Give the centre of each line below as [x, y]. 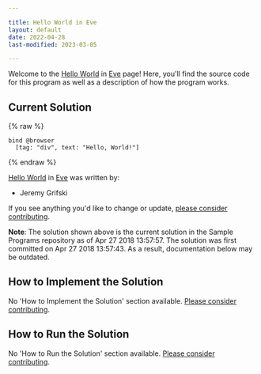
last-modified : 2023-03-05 [53, 44]
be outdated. [29, 257]
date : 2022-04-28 [37, 37]
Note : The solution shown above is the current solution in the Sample [121, 232]
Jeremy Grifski [43, 193]
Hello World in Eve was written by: [64, 178]
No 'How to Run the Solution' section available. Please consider [112, 353]
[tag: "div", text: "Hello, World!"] [78, 148]
